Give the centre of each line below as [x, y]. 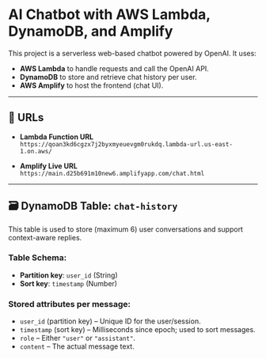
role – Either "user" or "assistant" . [78, 338]
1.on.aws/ [36, 151]
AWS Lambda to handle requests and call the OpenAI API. [114, 68]
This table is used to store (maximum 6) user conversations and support [126, 229]
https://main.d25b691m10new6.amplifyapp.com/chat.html [112, 173]
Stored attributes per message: [69, 304]
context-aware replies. [45, 237]
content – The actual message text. [77, 346]
